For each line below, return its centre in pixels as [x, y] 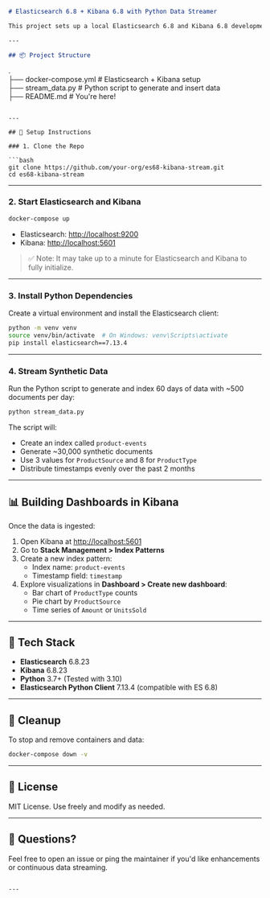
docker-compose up [39, 218]
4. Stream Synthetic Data [58, 371]
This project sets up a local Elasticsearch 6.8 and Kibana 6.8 [118, 26]
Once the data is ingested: [52, 525]
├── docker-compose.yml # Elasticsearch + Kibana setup [104, 79]
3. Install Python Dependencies [71, 295]
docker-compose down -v [48, 755]
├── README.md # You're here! [62, 96]
